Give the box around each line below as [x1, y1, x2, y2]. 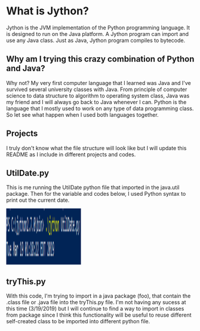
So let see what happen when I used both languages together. [6, 111, 159, 118]
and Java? [6, 63, 45, 74]
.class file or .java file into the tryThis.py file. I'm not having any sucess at [6, 299, 186, 306]
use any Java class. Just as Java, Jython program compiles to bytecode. [6, 37, 186, 44]
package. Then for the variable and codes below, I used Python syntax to [6, 190, 186, 198]
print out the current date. [6, 196, 70, 204]
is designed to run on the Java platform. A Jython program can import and [6, 30, 189, 37]
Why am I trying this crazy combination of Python [6, 54, 195, 64]
